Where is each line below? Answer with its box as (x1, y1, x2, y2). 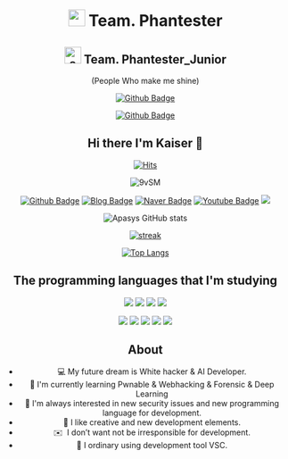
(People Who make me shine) (91, 76, 200, 86)
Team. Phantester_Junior (83, 52, 227, 67)
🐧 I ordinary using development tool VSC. (76, 440, 228, 451)
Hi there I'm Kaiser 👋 (87, 136, 203, 151)
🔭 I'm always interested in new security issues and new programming (24, 398, 279, 409)
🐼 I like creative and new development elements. (62, 417, 242, 428)
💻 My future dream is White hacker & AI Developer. (57, 366, 247, 377)
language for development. (102, 407, 202, 419)
